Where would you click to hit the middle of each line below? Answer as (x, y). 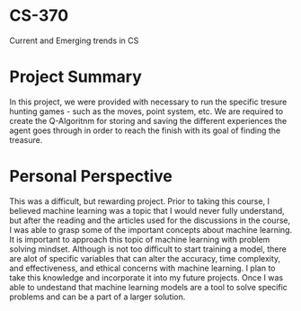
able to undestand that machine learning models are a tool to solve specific (148, 287)
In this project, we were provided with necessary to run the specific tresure (148, 102)
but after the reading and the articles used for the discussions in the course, (150, 220)
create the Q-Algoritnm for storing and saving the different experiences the (148, 120)
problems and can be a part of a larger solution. (97, 297)
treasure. (26, 139)
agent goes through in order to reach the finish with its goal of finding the (145, 130)
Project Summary (75, 77)
